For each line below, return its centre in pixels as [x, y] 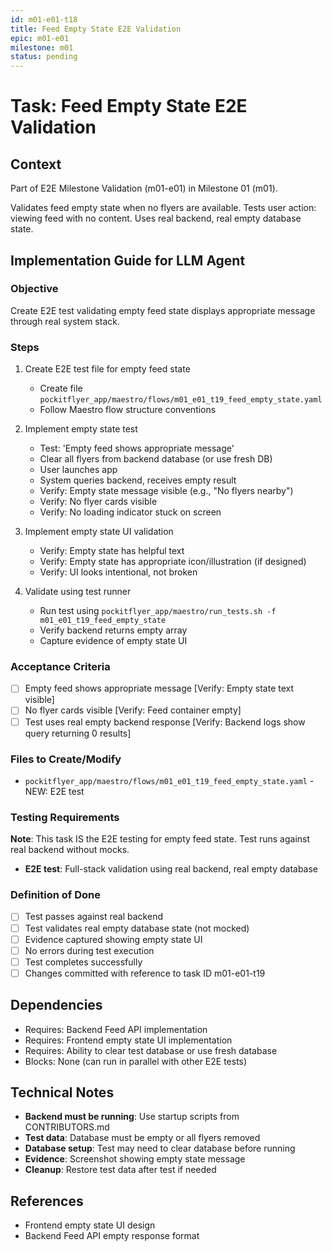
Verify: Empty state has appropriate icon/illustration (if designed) [173, 562]
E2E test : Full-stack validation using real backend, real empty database [171, 869]
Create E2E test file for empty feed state [107, 369]
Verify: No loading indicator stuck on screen [130, 512]
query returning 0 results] [78, 733]
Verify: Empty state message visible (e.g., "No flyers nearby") [166, 491]
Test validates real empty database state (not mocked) [137, 928]
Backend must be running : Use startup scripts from [132, 1117]
